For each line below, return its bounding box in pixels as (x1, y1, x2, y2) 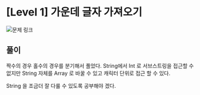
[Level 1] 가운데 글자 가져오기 (6, 5, 143, 19)
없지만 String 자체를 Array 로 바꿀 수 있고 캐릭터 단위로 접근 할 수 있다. (6, 69, 171, 77)
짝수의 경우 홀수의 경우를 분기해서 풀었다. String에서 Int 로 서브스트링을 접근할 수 (6, 62, 194, 69)
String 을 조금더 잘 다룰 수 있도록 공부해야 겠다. (6, 82, 116, 89)
